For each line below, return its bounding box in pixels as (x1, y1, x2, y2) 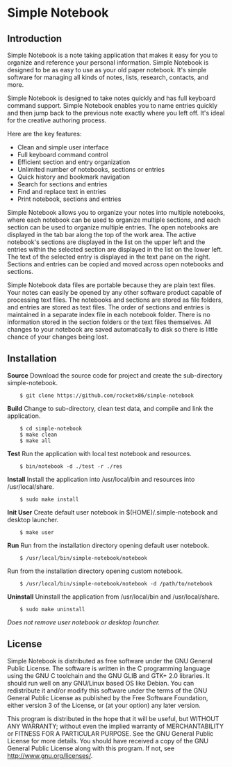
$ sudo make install (19, 496, 79, 503)
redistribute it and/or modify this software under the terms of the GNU (7, 686, 208, 695)
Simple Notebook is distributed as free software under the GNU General (7, 656, 213, 665)
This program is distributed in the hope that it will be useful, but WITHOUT (7, 714, 219, 722)
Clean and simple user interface (17, 143, 109, 151)
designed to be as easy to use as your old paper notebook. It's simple (7, 66, 207, 74)
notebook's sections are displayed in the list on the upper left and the (7, 238, 206, 246)
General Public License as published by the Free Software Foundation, (7, 693, 208, 702)
